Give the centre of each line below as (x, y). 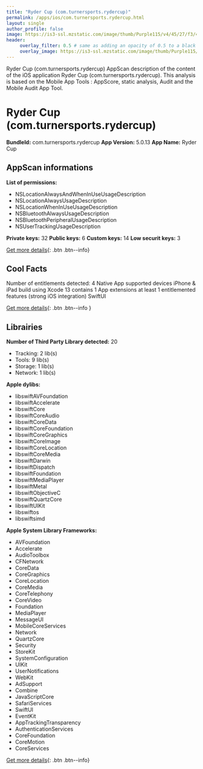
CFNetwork (29, 562)
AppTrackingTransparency (48, 723)
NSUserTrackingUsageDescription (58, 226)
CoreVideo (28, 600)
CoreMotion (30, 742)
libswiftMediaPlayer (40, 480)
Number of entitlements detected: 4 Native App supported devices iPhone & (101, 283)
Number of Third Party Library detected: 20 (62, 342)
